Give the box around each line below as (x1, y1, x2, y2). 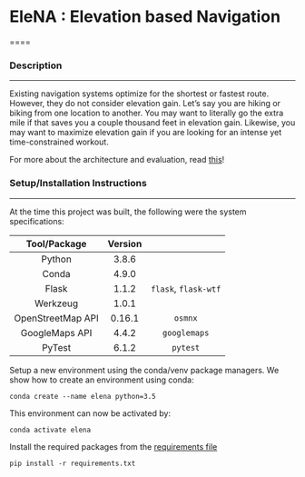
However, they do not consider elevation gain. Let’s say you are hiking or (9, 98, 281, 109)
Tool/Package (25, 237, 87, 250)
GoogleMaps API (20, 326, 93, 339)
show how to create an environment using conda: (9, 374, 194, 385)
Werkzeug (34, 297, 79, 310)
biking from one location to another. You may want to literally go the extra (9, 107, 284, 119)
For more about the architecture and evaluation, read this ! (9, 154, 225, 165)
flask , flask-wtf (151, 282, 221, 294)
